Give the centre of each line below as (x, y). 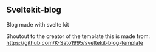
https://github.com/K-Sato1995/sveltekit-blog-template (75, 42)
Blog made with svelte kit (38, 24)
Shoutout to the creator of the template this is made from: (78, 36)
